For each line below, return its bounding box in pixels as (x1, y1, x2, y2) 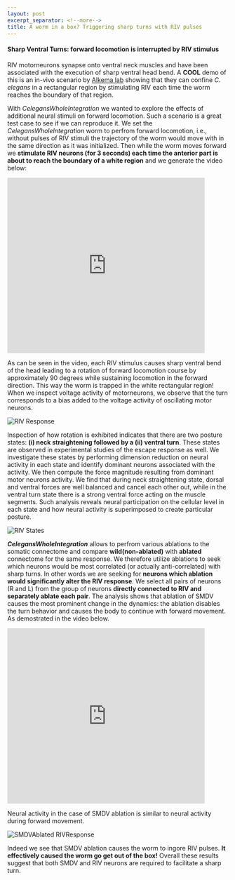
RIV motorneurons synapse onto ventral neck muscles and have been (7, 60, 208, 69)
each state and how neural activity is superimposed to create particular (7, 505, 213, 513)
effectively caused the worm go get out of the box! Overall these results (7, 851, 219, 860)
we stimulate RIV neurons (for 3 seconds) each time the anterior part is (7, 149, 219, 157)
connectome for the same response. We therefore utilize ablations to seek (7, 555, 221, 563)
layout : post (7, 10, 46, 18)
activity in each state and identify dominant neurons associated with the (7, 460, 215, 468)
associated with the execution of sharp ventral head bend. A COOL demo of (7, 68, 227, 76)
